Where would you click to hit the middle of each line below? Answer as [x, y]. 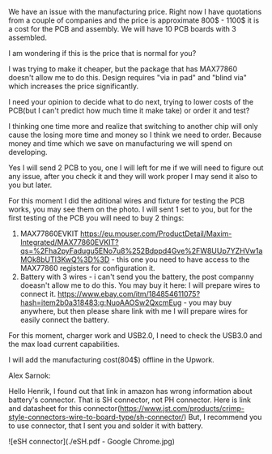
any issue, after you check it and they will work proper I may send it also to [133, 176]
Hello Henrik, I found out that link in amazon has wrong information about [130, 391]
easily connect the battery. [65, 320]
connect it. [38, 294]
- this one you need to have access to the [181, 259]
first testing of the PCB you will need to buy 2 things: [96, 218]
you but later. [30, 185]
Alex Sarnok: [30, 375]
